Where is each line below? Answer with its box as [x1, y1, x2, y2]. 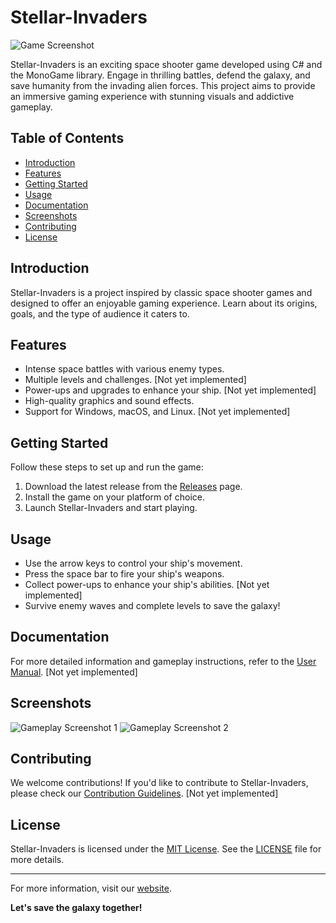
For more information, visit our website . [10, 882, 172, 895]
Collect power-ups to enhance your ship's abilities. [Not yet [24, 579, 270, 590]
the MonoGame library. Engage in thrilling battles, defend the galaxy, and [10, 69, 311, 81]
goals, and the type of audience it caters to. [10, 307, 190, 320]
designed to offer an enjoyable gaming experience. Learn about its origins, [10, 297, 318, 309]
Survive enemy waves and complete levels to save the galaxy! [24, 600, 281, 611]
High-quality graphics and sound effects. [24, 395, 195, 407]
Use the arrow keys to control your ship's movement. [24, 557, 243, 569]
